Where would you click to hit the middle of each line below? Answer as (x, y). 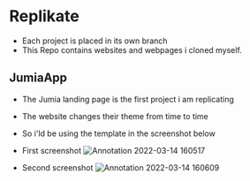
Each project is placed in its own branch (95, 41)
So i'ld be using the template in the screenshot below (119, 133)
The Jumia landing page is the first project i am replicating (128, 99)
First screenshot (52, 150)
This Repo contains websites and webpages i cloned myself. (132, 49)
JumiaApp (38, 78)
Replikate (44, 16)
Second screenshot (57, 167)
